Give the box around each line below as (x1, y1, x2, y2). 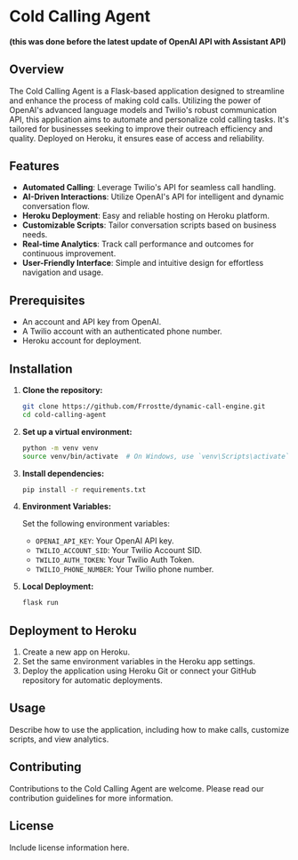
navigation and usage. (21, 267, 104, 277)
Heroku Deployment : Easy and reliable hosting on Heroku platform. (21, 211, 270, 221)
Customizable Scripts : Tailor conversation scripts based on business (21, 220, 278, 230)
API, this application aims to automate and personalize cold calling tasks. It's (9, 114, 289, 125)
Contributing (9, 760, 82, 775)
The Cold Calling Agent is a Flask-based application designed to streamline (9, 85, 285, 96)
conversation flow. (21, 201, 91, 212)
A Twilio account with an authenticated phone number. (21, 326, 222, 337)
